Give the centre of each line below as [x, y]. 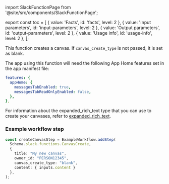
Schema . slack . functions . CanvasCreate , [51, 144]
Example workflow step [35, 129]
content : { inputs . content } [45, 167]
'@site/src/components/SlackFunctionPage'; [52, 13]
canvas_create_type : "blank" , [46, 163]
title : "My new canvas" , [40, 154]
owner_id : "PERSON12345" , [42, 158]
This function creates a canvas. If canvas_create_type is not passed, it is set [84, 48]
